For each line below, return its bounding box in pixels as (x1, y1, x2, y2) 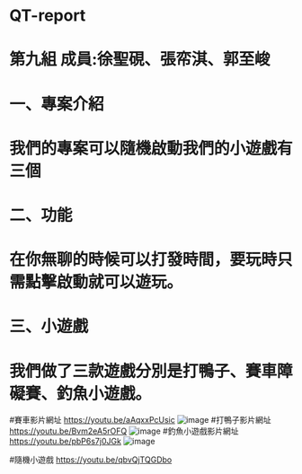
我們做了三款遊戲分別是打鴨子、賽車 (9, 361, 278, 382)
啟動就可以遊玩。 (57, 272, 183, 293)
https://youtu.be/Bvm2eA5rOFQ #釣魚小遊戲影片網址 (9, 426, 239, 436)
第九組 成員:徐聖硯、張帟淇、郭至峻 (9, 49, 271, 70)
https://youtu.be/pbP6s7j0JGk (9, 436, 121, 447)
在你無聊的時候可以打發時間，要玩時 (9, 250, 278, 270)
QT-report (9, 5, 86, 26)
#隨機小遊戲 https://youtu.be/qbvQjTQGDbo (9, 454, 173, 465)
